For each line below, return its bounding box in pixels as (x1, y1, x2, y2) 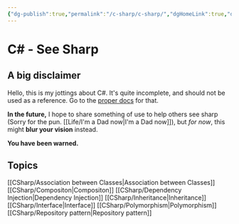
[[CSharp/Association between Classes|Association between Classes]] (7, 178, 216, 187)
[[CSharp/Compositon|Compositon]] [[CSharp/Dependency (7, 186, 182, 195)
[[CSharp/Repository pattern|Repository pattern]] (7, 208, 152, 218)
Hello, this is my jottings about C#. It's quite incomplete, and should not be (7, 88, 225, 97)
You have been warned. (7, 138, 79, 147)
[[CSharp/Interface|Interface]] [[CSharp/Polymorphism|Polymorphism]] (7, 201, 217, 210)
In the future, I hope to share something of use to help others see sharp (7, 110, 218, 118)
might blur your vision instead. (7, 125, 98, 133)
